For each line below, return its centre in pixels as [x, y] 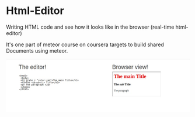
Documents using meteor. [37, 50]
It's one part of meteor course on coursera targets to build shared [85, 44]
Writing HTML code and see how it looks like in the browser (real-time [90, 27]
